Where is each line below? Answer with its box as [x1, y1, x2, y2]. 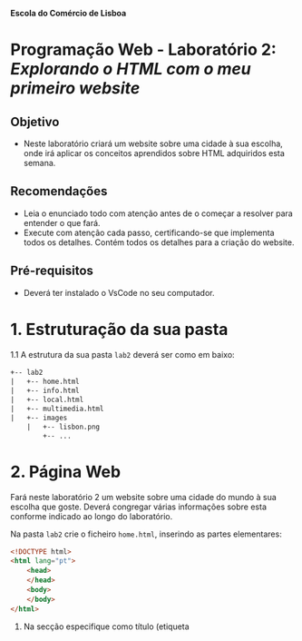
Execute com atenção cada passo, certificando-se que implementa [23, 227, 275, 238]
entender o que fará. [23, 217, 101, 228]
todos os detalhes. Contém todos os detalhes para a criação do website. [23, 236, 295, 248]
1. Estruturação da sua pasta [10, 319, 229, 340]
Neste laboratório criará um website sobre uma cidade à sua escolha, [23, 138, 284, 149]
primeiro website [10, 78, 141, 99]
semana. [23, 158, 56, 168]
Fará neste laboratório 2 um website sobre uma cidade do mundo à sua [10, 491, 278, 502]
